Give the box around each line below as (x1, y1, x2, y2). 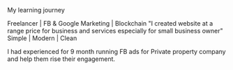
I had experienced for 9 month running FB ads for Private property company (7, 48, 226, 55)
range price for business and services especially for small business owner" (7, 27, 223, 35)
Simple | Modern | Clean (7, 34, 77, 42)
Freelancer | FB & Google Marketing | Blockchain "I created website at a (7, 19, 213, 27)
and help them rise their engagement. (7, 55, 116, 63)
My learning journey (7, 6, 65, 14)
